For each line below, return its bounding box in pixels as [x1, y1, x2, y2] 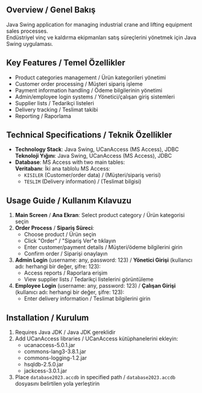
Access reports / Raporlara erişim [24, 269, 108, 277]
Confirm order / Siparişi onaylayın [24, 250, 108, 258]
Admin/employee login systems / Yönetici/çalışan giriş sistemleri [14, 93, 175, 100]
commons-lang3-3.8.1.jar [24, 348, 86, 356]
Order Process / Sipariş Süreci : [14, 224, 95, 232]
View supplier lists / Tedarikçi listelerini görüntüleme [24, 276, 154, 283]
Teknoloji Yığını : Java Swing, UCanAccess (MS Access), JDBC [14, 152, 172, 160]
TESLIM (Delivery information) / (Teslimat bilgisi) [24, 178, 142, 185]
